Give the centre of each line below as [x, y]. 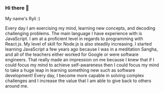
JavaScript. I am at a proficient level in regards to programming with [74, 39]
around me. [17, 86]
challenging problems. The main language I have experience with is [74, 34]
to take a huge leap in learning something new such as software [70, 70]
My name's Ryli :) [23, 19]
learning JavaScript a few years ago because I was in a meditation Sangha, [82, 49]
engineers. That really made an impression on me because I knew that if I [80, 60]
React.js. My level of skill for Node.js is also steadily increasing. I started [79, 44]
